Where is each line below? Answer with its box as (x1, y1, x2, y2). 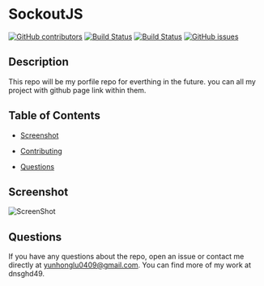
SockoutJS (8, 5, 83, 23)
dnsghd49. (8, 269, 45, 279)
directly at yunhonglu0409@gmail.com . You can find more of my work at (8, 260, 252, 270)
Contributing (19, 146, 62, 156)
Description (8, 55, 69, 69)
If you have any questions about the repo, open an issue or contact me (8, 252, 245, 262)
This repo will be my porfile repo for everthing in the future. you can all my (8, 76, 257, 86)
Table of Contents (8, 109, 101, 122)
